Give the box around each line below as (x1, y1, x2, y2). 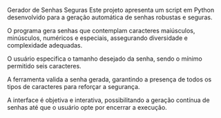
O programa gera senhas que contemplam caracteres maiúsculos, (7, 27, 195, 35)
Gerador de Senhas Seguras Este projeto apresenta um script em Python (7, 6, 215, 14)
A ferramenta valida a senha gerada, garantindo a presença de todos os (7, 75, 212, 83)
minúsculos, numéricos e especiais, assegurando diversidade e (7, 34, 188, 42)
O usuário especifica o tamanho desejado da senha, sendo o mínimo (7, 55, 202, 63)
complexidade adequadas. (7, 41, 83, 49)
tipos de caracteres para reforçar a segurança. (7, 83, 140, 90)
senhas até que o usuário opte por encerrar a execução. (7, 104, 167, 111)
